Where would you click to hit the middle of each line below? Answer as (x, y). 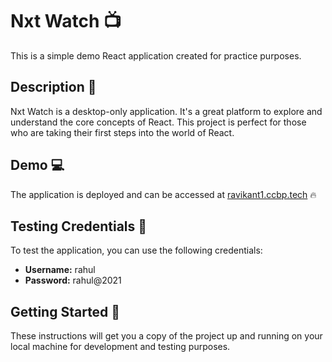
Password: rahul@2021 (73, 280)
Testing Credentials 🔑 (79, 226)
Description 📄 (53, 87)
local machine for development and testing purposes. (120, 347)
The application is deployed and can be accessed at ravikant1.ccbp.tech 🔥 (163, 194)
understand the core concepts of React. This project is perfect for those (158, 122)
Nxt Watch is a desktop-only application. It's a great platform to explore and (166, 111)
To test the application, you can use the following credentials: (136, 250)
